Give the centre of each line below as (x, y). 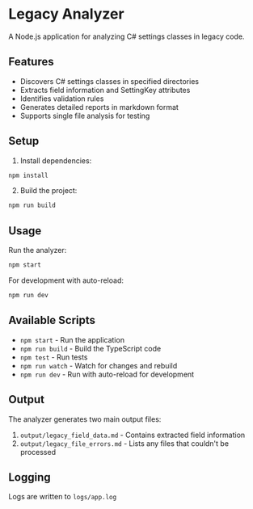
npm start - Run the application (72, 339)
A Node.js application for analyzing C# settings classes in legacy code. (126, 36)
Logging (30, 477)
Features (31, 62)
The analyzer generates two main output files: (85, 419)
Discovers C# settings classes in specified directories (110, 81)
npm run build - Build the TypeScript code (91, 348)
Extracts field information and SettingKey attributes (105, 90)
